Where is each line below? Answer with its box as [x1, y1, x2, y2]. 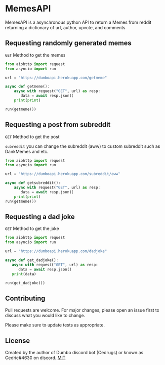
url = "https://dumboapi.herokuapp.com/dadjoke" [5, 249, 107, 254]
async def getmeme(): [5, 84, 50, 89]
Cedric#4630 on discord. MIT [5, 355, 66, 361]
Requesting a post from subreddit [5, 121, 111, 129]
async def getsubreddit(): [5, 181, 61, 185]
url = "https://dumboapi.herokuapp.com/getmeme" [5, 75, 107, 80]
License [5, 336, 30, 345]
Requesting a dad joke [5, 212, 75, 221]
